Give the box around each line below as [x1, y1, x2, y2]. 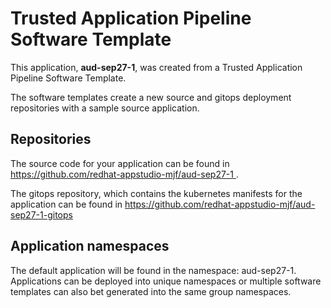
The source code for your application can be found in [10, 157, 230, 169]
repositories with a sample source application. [10, 102, 200, 114]
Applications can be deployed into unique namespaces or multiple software [10, 275, 322, 287]
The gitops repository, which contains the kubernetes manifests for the [10, 187, 303, 199]
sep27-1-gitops [10, 208, 73, 221]
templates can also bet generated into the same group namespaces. [10, 285, 292, 297]
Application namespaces [10, 238, 170, 255]
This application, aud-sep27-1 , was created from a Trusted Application [10, 61, 303, 73]
